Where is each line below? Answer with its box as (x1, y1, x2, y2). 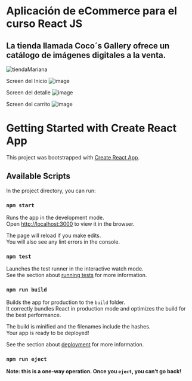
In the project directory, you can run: (6, 187, 96, 194)
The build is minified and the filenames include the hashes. (6, 322, 151, 330)
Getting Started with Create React (6, 121, 177, 135)
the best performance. (6, 311, 61, 318)
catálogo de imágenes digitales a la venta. (6, 50, 166, 60)
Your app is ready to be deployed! (6, 329, 89, 336)
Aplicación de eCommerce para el (6, 4, 178, 18)
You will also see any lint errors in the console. (6, 238, 120, 245)
